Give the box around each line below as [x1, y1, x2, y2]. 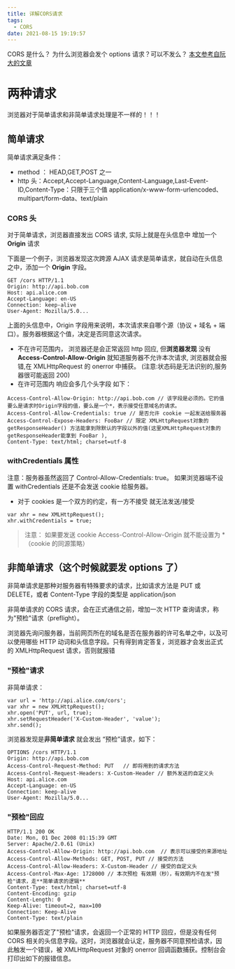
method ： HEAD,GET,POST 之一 [17, 168, 112, 176]
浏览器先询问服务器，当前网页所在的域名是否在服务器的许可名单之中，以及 [7, 629, 222, 637]
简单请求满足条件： [7, 153, 63, 161]
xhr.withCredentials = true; [7, 517, 92, 524]
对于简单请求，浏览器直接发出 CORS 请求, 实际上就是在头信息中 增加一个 [7, 231, 217, 239]
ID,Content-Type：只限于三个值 [17, 185, 108, 194]
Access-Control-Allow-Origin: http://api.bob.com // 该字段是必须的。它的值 [7, 395, 225, 402]
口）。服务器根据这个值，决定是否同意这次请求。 [7, 330, 145, 338]
